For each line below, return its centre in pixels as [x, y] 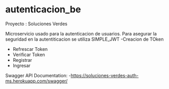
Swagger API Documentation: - [38, 75]
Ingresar [22, 65]
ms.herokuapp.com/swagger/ [37, 81]
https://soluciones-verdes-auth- [105, 75]
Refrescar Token [30, 49]
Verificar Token [29, 55]
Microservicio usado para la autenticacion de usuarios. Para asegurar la [81, 33]
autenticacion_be [43, 10]
